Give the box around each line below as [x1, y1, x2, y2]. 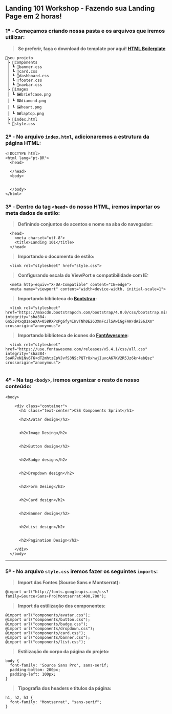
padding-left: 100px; [10, 672, 56, 677]
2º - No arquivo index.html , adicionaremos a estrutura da [5, 133, 149, 140]
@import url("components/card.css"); [5, 630, 86, 636]
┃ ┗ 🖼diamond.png [7, 98, 47, 103]
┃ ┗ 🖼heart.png [7, 104, 42, 109]
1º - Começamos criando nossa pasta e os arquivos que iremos [5, 28, 165, 35]
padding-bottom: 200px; [10, 667, 60, 672]
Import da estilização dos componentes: [17, 603, 106, 609]
